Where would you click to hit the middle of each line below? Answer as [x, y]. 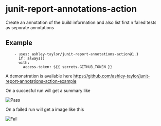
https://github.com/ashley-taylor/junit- [112, 76]
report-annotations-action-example [41, 81]
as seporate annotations [30, 27]
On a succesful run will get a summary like [48, 90]
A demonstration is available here [39, 76]
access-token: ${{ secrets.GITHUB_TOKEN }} [68, 67]
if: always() [32, 58]
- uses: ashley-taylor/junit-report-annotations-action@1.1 [76, 54]
